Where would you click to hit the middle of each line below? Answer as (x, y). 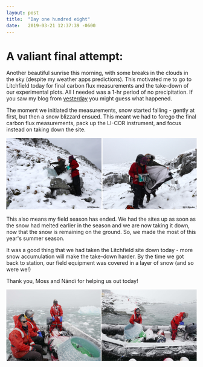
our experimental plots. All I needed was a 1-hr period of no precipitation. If (100, 92)
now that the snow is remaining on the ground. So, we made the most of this (101, 232)
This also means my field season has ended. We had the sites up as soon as (101, 219)
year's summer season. (35, 238)
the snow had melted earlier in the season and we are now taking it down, (98, 226)
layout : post (23, 13)
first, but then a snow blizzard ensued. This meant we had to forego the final (101, 117)
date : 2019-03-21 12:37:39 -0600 (51, 25)
